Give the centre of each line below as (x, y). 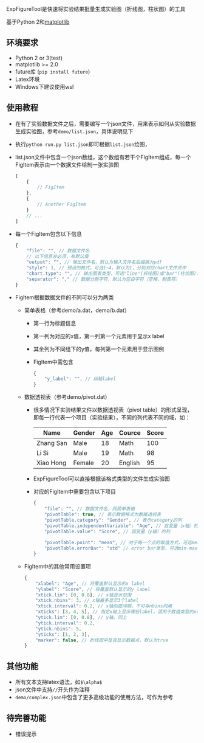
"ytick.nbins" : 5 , (59, 629)
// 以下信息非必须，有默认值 (58, 257)
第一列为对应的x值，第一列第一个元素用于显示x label (99, 336)
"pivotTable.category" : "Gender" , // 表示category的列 (113, 520)
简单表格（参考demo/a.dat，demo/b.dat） (77, 310)
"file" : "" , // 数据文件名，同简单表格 (90, 509)
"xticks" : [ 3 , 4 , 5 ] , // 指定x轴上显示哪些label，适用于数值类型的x (116, 612)
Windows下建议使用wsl (44, 86)
